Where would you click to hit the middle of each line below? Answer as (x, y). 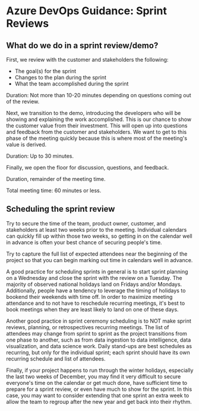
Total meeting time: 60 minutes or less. (54, 190)
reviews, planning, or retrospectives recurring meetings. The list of (88, 327)
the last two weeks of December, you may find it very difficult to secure (94, 376)
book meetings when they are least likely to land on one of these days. (93, 309)
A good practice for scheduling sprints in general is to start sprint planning (97, 272)
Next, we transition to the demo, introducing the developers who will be (94, 113)
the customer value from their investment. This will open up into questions (97, 125)
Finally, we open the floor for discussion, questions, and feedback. (88, 168)
